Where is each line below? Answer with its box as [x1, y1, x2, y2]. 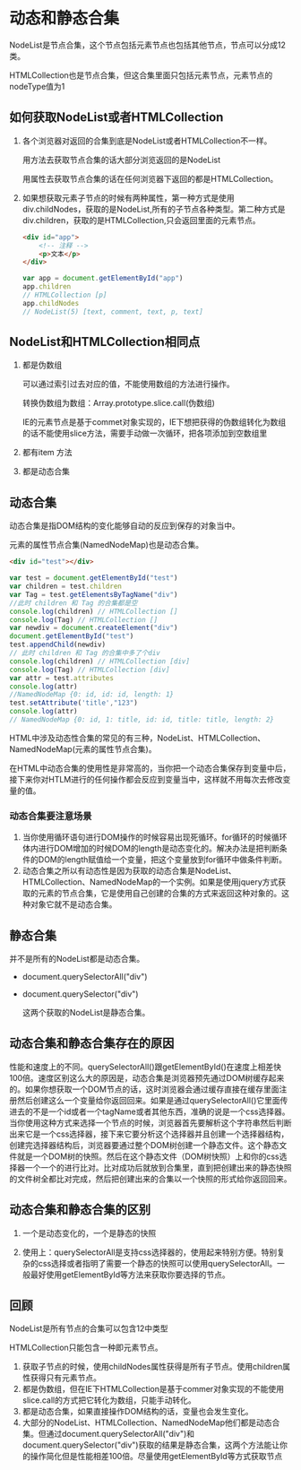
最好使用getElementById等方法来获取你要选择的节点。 [30, 1269, 230, 1280]
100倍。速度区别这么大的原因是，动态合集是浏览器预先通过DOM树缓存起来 [9, 1072, 285, 1083]
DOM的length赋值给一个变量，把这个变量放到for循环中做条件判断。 [38, 854, 287, 865]
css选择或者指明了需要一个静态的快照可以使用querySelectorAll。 [38, 1258, 278, 1268]
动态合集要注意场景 [9, 809, 92, 822]
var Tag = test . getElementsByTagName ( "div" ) [9, 590, 178, 599]
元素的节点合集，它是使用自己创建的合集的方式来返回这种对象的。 [38, 888, 282, 899]
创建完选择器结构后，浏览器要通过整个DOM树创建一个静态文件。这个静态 [9, 1139, 279, 1150]
